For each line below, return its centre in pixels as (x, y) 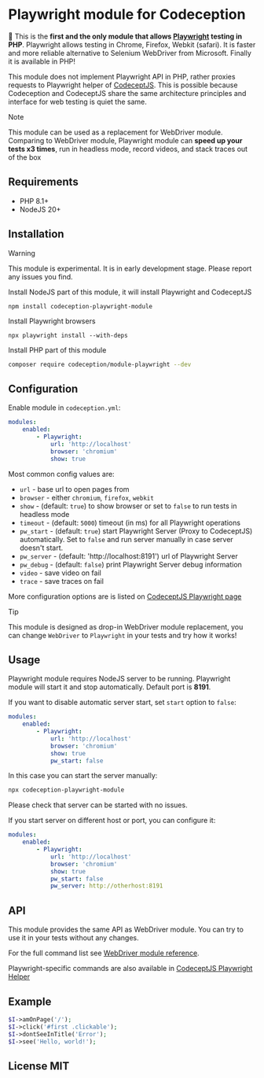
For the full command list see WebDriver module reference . (104, 953)
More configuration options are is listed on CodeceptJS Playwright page (125, 596)
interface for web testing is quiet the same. (77, 102)
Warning (22, 253)
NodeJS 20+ (40, 209)
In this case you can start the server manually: (83, 776)
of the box (25, 157)
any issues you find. (40, 276)
